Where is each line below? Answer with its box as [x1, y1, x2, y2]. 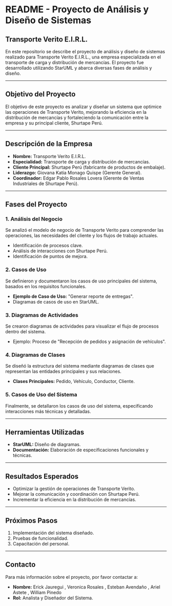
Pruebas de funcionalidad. [12, 535, 69, 541]
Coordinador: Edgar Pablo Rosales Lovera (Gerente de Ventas [12, 175, 144, 181]
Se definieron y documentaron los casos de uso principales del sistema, [5, 278, 158, 284]
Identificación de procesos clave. [12, 243, 83, 249]
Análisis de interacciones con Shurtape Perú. [12, 248, 108, 254]
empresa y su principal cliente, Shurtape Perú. [5, 119, 103, 126]
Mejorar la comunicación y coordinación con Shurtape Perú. [12, 491, 140, 497]
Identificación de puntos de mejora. [12, 253, 88, 259]
